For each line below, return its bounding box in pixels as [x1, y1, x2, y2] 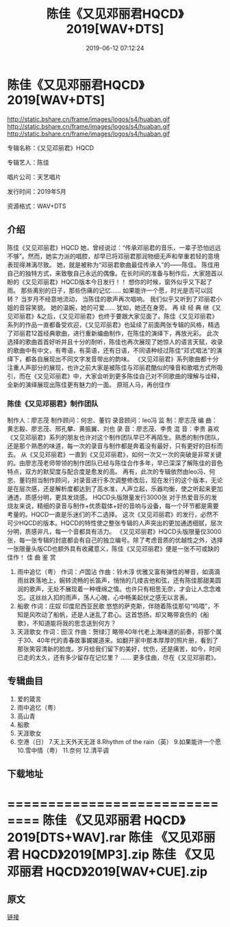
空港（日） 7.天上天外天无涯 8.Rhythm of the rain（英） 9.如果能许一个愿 [16, 737, 222, 745]
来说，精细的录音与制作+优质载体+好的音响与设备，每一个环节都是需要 [18, 502, 219, 510]
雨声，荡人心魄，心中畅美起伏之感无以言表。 [64, 593, 192, 602]
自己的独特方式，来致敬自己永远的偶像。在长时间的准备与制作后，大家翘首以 [7, 269, 223, 277]
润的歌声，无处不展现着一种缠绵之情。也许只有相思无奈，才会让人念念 [16, 584, 216, 593]
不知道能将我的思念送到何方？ [31, 619, 116, 627]
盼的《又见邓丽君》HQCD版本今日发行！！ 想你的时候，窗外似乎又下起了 [7, 277, 213, 286]
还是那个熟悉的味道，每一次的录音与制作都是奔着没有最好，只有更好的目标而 [7, 441, 223, 449]
